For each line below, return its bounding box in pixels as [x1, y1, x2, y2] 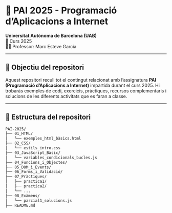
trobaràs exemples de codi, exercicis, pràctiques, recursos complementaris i [5, 87, 167, 94]
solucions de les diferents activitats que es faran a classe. [5, 93, 127, 99]
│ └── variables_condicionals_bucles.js [5, 155, 97, 160]
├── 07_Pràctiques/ [5, 174, 47, 179]
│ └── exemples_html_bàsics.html [5, 136, 81, 141]
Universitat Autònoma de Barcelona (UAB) [5, 32, 97, 38]
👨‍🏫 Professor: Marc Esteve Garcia [5, 43, 77, 49]
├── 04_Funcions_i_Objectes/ [5, 160, 68, 165]
